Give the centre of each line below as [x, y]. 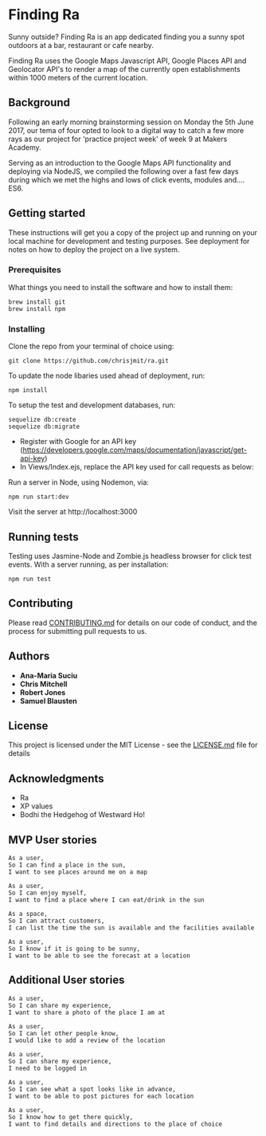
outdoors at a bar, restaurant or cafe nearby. [81, 45]
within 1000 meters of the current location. [78, 77]
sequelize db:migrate [44, 427]
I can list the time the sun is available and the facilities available [131, 928]
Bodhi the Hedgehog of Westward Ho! [82, 815]
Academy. [25, 147]
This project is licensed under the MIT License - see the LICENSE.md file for [133, 745]
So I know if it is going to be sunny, [74, 949]
